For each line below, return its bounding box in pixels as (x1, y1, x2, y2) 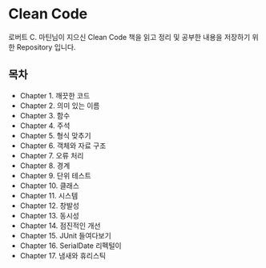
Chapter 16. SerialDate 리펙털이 (19, 241, 122, 250)
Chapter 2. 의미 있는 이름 (19, 101, 100, 110)
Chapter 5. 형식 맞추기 (19, 130, 91, 140)
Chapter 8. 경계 (19, 161, 71, 170)
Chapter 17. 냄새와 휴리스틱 (19, 250, 107, 260)
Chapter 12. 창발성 (19, 201, 80, 210)
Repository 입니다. (16, 42, 76, 52)
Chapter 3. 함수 (19, 110, 71, 120)
